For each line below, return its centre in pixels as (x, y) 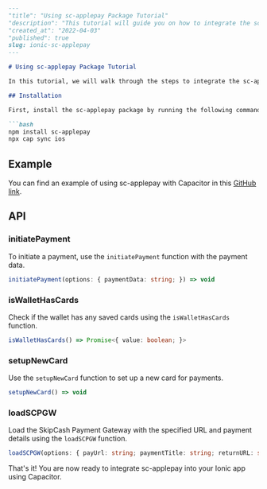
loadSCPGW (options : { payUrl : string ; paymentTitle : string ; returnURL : (131, 453)
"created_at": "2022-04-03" (55, 30)
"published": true (39, 38)
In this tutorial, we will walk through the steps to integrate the (124, 81)
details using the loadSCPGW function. (68, 439)
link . (15, 192)
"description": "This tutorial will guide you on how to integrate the (129, 23)
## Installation (35, 95)
